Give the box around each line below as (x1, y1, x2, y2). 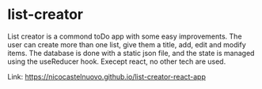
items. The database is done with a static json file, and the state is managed (7, 48, 255, 57)
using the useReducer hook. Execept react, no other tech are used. (7, 57, 226, 66)
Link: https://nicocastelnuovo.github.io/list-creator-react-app (7, 72, 207, 81)
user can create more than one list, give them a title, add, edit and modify (7, 39, 246, 49)
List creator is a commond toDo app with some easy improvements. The (7, 32, 242, 41)
